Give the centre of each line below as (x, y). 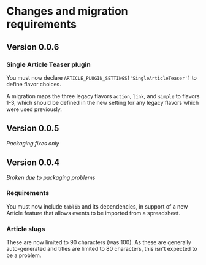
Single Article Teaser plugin (48, 64)
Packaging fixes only (33, 143)
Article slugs (26, 229)
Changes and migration (67, 11)
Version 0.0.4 (33, 163)
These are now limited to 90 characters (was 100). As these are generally (99, 242)
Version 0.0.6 (33, 47)
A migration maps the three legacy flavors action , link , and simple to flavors (103, 96)
